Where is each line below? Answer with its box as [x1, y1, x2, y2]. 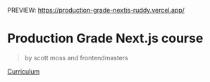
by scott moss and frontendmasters [24, 53, 128, 62]
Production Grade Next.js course [7, 31, 204, 46]
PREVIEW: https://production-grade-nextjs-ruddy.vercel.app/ [7, 6, 185, 14]
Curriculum [7, 67, 40, 76]
